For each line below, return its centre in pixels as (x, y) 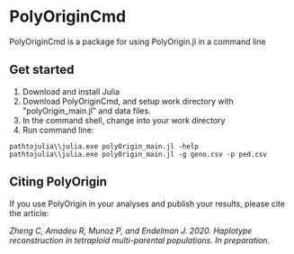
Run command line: (58, 130)
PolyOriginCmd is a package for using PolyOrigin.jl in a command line (138, 41)
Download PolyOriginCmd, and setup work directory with (128, 101)
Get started (42, 70)
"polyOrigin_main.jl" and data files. (86, 111)
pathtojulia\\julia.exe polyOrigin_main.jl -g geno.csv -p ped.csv (138, 154)
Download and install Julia (71, 91)
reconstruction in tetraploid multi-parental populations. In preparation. (140, 240)
